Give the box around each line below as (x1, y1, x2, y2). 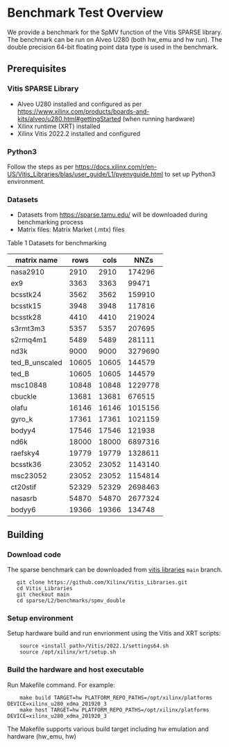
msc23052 (10, 471, 47, 481)
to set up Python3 (164, 169, 216, 178)
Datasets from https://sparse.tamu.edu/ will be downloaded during (17, 210, 208, 219)
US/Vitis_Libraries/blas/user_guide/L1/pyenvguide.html (7, 169, 164, 178)
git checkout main (16, 591, 70, 598)
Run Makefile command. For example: (7, 681, 116, 689)
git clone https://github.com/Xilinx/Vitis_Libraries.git (16, 578, 188, 586)
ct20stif (10, 482, 37, 492)
